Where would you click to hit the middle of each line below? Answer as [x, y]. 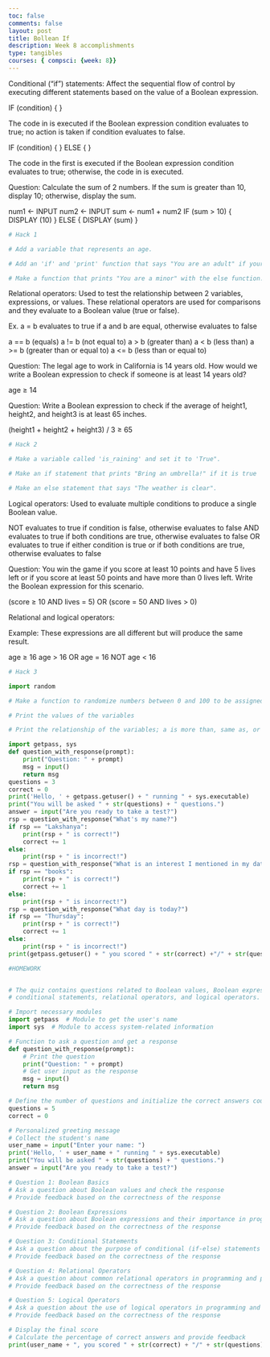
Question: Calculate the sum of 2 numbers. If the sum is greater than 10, [127, 187]
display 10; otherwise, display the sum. [72, 196]
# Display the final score [53, 1330]
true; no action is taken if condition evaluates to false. [97, 132]
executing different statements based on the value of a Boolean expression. [133, 92]
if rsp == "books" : [41, 872]
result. [19, 641]
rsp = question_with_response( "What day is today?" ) [98, 909]
